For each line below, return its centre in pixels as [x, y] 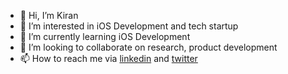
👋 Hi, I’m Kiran [49, 15]
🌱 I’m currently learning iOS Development [105, 36]
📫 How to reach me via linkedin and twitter [108, 58]
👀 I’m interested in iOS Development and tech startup [129, 26]
